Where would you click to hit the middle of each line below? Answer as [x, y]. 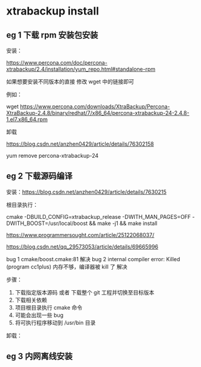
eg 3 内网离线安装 [40, 356]
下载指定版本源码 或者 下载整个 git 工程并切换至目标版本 [85, 292]
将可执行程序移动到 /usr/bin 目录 [55, 322]
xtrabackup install [53, 11]
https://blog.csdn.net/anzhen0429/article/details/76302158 [80, 144]
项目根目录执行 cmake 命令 [49, 307]
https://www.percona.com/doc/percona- [57, 63]
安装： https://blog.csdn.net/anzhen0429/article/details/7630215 [87, 192]
